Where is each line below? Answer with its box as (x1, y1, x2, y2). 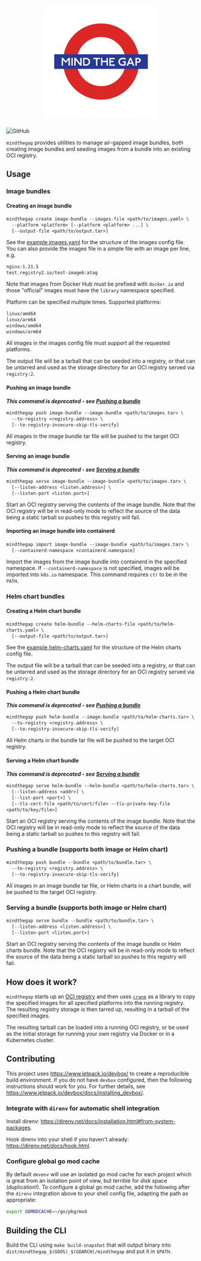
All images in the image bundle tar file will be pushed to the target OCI (6, 432, 179, 440)
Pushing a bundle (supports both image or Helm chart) (6, 845, 168, 853)
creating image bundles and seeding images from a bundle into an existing (6, 145, 191, 152)
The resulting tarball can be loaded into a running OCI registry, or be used (6, 1024, 189, 1031)
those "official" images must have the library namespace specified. (6, 287, 175, 294)
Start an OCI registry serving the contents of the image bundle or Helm (6, 940, 181, 948)
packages (6, 1124, 31, 1132)
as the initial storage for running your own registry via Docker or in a (6, 1030, 175, 1037)
